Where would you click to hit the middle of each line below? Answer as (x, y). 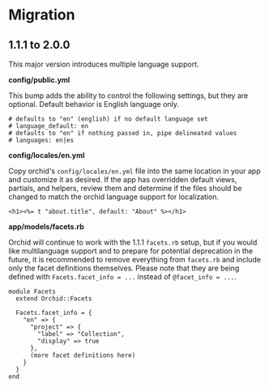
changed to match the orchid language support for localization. (114, 197)
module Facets (32, 291)
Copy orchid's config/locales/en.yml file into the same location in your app (134, 171)
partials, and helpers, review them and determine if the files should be (125, 188)
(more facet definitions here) (83, 355)
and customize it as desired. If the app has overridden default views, (123, 179)
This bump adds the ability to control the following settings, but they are (128, 96)
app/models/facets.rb (47, 227)
